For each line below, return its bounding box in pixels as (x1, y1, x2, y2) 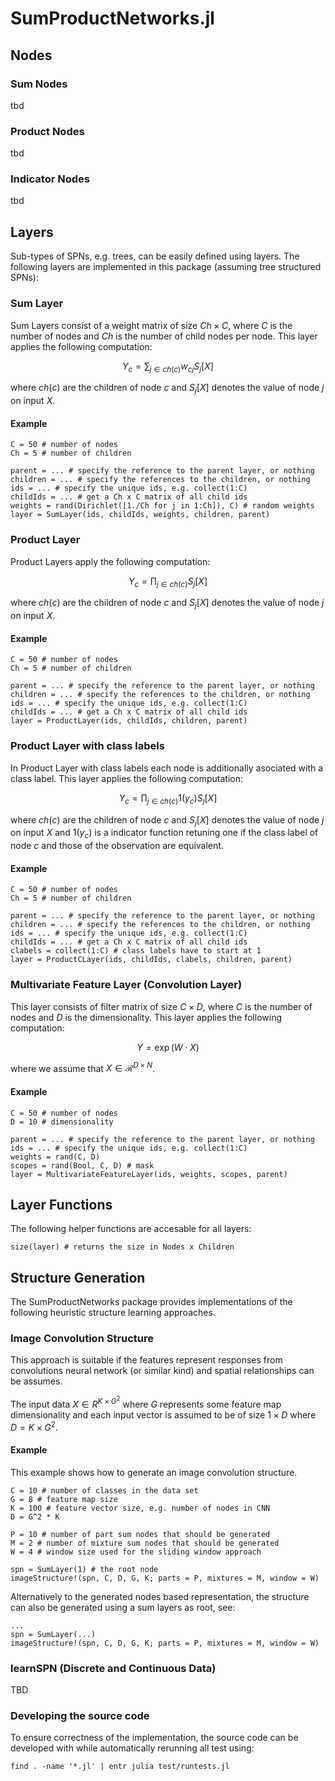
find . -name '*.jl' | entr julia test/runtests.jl (10, 1762, 230, 1772)
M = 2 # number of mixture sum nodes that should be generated (10, 1538, 280, 1548)
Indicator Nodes (10, 172, 90, 186)
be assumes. (10, 1375, 63, 1387)
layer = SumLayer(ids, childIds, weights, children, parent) (10, 510, 271, 520)
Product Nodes (10, 124, 85, 138)
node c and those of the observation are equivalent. (10, 840, 224, 852)
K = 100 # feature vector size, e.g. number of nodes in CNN (10, 1503, 271, 1513)
